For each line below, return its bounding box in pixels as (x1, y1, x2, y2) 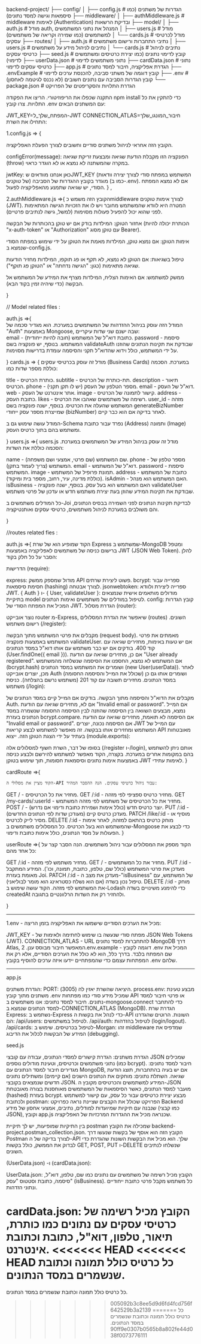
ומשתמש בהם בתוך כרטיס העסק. (6, 426, 81, 433)
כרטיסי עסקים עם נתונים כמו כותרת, (6, 1217, 176, 1231)
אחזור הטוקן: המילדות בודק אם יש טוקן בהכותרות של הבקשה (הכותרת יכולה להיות (6, 220, 190, 227)
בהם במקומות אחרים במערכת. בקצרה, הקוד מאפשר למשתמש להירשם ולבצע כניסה (6, 750, 194, 757)
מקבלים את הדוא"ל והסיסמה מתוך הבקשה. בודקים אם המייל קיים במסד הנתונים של (6, 694, 194, 701)
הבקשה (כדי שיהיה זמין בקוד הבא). (6, 280, 84, 287)
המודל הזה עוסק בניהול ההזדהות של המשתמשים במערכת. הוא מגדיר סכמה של (6, 321, 183, 328)
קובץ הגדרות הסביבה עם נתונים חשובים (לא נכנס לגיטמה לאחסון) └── (6, 76, 166, 83)
